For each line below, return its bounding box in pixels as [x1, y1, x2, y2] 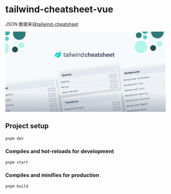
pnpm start [5, 160, 28, 165]
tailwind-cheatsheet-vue [5, 4, 113, 15]
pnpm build [5, 184, 28, 189]
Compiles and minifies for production [5, 172, 99, 179]
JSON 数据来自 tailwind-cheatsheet [5, 21, 79, 27]
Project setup [5, 122, 49, 130]
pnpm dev [5, 136, 24, 141]
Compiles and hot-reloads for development [5, 148, 115, 155]
